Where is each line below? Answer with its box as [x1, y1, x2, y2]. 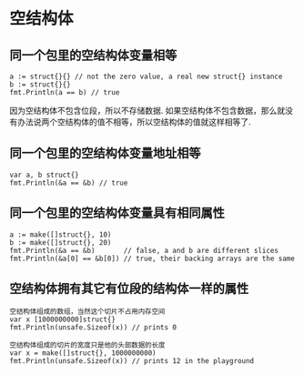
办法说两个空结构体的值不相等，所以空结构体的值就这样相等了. [16, 117, 252, 127]
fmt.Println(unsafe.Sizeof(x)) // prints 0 [9, 323, 177, 332]
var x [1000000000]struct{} [9, 315, 117, 324]
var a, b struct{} [9, 170, 79, 179]
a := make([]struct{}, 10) [9, 229, 112, 239]
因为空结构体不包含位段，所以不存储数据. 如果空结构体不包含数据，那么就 [9, 106, 285, 116]
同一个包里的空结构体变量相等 [9, 47, 177, 63]
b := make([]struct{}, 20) [9, 238, 112, 247]
